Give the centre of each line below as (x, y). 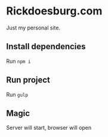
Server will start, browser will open (49, 128)
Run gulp (17, 94)
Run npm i (18, 61)
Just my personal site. (33, 28)
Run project (28, 80)
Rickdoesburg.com (54, 11)
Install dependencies (46, 47)
